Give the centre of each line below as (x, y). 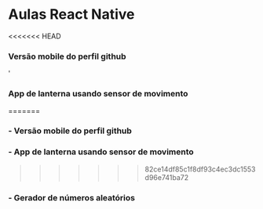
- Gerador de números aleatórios (72, 197)
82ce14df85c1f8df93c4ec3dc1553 (200, 169)
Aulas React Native (71, 14)
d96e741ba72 (167, 177)
